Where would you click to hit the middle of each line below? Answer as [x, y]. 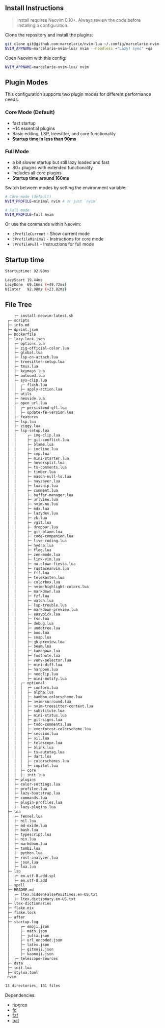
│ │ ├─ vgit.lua [29, 522]
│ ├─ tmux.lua [23, 367]
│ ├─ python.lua [25, 853]
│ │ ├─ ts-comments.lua [37, 468]
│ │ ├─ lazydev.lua [32, 514]
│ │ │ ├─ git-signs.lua [35, 720]
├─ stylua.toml [23, 972]
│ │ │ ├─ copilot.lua [32, 766]
